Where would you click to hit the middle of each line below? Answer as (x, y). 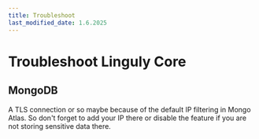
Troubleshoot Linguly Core (97, 62)
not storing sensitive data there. (60, 126)
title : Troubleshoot (42, 15)
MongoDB (33, 91)
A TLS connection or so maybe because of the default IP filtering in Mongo (129, 109)
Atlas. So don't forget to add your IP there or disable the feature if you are (127, 118)
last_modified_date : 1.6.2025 (58, 23)
